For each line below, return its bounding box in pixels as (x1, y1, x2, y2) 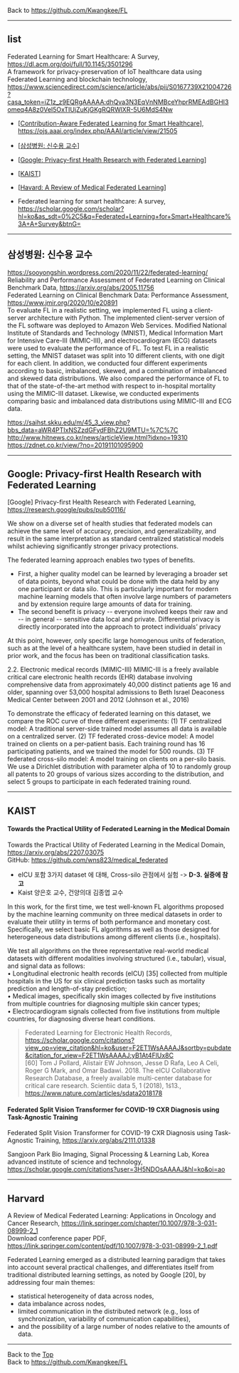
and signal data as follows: (7, 961, 85, 971)
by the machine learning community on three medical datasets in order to (7, 910, 223, 919)
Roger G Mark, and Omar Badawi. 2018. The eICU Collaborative (24, 1066, 211, 1075)
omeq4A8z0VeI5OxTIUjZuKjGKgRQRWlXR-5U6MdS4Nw (7, 105, 173, 113)
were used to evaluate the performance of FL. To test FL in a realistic (7, 343, 209, 352)
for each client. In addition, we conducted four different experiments (7, 359, 208, 367)
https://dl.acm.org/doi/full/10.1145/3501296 (7, 60, 133, 68)
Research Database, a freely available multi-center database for (24, 1074, 212, 1082)
